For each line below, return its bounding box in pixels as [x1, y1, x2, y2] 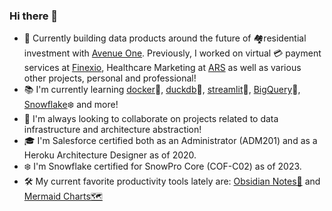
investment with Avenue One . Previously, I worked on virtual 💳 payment [23, 47, 322, 59]
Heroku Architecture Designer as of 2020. [23, 149, 197, 161]
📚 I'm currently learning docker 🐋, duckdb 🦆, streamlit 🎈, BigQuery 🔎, [23, 84, 301, 96]
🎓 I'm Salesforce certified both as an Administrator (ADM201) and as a [23, 135, 318, 147]
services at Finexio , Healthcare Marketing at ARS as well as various [23, 62, 302, 74]
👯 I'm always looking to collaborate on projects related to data [23, 113, 279, 125]
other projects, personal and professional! [23, 72, 197, 84]
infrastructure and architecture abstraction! [23, 124, 202, 136]
